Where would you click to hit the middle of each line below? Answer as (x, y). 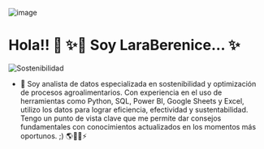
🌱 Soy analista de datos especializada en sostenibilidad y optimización (138, 83)
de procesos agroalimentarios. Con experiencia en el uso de (121, 92)
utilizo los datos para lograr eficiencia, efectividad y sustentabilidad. (134, 109)
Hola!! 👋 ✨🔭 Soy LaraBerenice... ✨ (125, 45)
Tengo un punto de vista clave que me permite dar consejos (121, 118)
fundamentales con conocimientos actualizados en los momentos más (138, 126)
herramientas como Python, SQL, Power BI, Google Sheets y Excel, (132, 100)
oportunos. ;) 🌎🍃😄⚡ (54, 136)
